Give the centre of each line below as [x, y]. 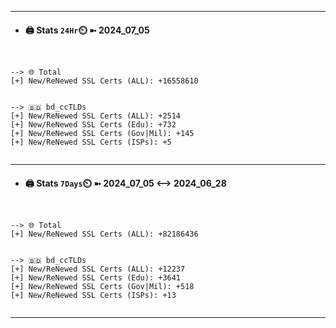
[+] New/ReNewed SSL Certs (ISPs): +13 [93, 296]
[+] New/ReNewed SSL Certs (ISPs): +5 [91, 142]
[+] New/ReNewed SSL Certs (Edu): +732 [93, 125]
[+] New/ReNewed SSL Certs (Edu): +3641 [96, 278]
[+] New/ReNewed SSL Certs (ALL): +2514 [96, 116]
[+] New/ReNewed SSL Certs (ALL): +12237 [98, 269]
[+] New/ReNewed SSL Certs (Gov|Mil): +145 [102, 134]
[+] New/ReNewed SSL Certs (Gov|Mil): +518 [102, 287]
